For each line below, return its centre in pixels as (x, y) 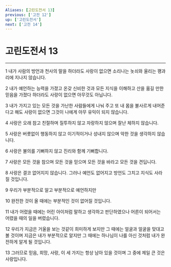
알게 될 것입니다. (35, 242)
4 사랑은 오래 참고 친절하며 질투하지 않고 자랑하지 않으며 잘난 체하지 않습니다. (82, 123)
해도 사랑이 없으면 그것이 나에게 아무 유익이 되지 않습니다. (72, 112)
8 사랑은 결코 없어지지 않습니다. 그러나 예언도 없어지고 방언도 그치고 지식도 (79, 173)
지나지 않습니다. (30, 78)
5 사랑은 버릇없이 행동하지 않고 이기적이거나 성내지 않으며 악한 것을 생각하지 (81, 134)
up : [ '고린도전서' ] (23, 19)
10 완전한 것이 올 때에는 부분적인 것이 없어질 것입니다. (59, 201)
